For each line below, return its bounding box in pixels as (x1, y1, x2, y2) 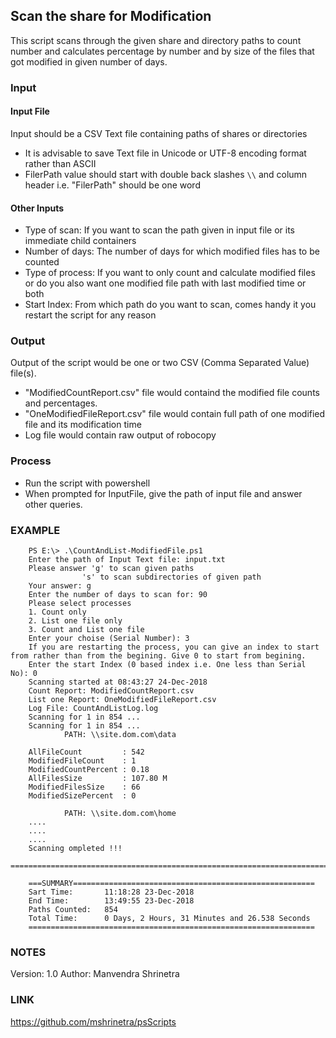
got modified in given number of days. (10, 55, 168, 68)
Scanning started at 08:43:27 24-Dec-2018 (28, 677, 208, 688)
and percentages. (24, 397, 98, 409)
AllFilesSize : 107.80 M (28, 774, 168, 784)
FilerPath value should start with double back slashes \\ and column (24, 168, 308, 180)
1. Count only (28, 607, 87, 618)
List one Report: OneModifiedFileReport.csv (28, 695, 217, 705)
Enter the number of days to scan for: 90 (28, 590, 208, 600)
